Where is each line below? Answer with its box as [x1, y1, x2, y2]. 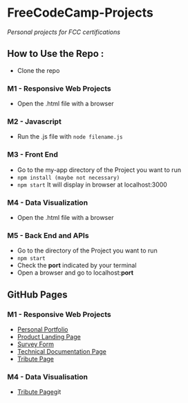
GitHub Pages [7, 289, 68, 300]
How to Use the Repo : [7, 48, 104, 60]
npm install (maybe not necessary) [17, 174, 120, 181]
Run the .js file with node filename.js [17, 132, 123, 141]
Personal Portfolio [17, 325, 68, 334]
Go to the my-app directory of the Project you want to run [17, 165, 182, 174]
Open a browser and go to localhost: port [17, 268, 133, 277]
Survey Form [17, 340, 54, 348]
